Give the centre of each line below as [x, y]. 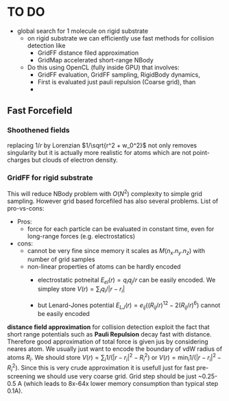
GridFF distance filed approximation [88, 53]
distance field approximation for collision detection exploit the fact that [109, 327]
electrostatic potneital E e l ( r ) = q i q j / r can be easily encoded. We [126, 281]
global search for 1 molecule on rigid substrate [83, 31]
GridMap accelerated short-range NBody [96, 60]
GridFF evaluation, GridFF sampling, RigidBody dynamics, [119, 74]
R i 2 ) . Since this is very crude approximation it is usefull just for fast [101, 368]
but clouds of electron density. [75, 160]
